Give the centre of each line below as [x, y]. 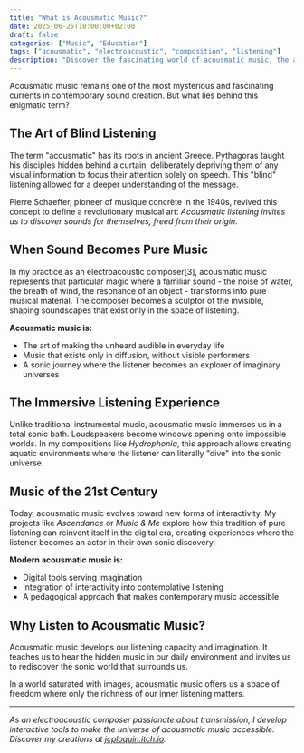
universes [41, 374]
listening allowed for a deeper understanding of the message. [124, 184]
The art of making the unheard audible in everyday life [123, 345]
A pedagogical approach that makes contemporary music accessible [151, 597]
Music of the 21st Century [84, 491]
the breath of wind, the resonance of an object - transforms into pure [138, 290]
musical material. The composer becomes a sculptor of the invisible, [137, 300]
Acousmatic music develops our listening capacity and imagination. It [139, 647]
